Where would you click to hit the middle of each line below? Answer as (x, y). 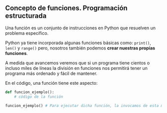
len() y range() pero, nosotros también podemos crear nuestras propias (80, 48)
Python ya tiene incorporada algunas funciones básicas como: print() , (78, 43)
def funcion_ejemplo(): (30, 92)
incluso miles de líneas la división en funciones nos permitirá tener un (76, 68)
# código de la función (39, 97)
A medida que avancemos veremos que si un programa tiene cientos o (78, 63)
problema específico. (27, 33)
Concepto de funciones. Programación (66, 8)
